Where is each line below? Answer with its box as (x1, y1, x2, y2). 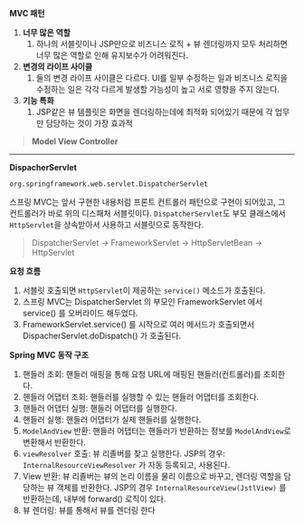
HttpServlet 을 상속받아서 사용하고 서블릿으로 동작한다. (9, 219, 204, 229)
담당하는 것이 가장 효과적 (45, 118, 133, 129)
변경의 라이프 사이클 (22, 62, 93, 72)
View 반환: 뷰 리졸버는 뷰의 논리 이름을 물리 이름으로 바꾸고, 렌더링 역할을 (22, 471, 282, 481)
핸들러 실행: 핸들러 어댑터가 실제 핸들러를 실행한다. (22, 414, 202, 424)
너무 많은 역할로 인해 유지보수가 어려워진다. (35, 50, 189, 61)
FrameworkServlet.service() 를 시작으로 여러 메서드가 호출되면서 (22, 319, 255, 329)
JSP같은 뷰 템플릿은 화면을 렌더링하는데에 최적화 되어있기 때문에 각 (35, 107, 273, 117)
